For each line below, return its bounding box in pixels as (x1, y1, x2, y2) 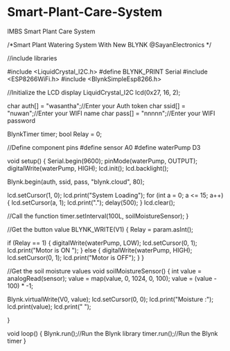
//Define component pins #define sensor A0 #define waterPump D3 (7, 143, 201, 151)
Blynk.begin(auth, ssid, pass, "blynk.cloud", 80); (7, 178, 145, 186)
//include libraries (7, 53, 57, 62)
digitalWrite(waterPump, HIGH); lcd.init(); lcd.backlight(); (7, 164, 169, 172)
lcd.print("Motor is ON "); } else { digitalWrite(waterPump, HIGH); (7, 246, 193, 254)
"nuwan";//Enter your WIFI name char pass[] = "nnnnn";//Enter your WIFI (7, 109, 215, 117)
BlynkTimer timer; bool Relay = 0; (7, 130, 103, 138)
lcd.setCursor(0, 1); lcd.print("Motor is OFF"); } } (7, 253, 145, 262)
